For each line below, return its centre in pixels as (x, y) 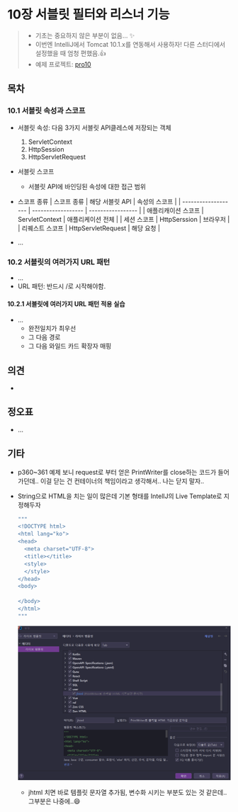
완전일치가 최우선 (52, 328)
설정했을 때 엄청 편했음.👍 (70, 53)
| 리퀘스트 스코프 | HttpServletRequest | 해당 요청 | (89, 228)
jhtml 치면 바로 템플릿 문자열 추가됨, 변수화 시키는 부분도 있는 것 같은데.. (127, 793)
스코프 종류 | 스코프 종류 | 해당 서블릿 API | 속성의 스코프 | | (99, 201)
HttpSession (46, 149)
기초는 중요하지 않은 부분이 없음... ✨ (85, 35)
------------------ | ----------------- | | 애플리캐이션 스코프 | (118, 210)
